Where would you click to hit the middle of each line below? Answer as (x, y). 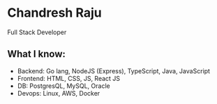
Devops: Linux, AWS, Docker (59, 93)
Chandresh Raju (55, 13)
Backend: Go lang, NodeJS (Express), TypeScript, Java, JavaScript (114, 70)
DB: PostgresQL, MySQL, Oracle (63, 86)
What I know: (37, 54)
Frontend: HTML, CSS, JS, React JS (69, 78)
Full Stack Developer (37, 32)
